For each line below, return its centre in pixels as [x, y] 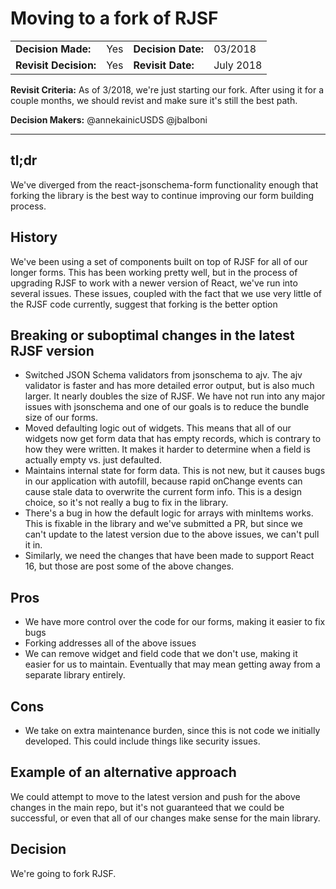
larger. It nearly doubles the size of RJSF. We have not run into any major [175, 396]
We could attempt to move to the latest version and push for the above [155, 796]
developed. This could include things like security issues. [142, 741]
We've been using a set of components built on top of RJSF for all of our [159, 261]
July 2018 [238, 65]
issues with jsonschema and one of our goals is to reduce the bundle [167, 407]
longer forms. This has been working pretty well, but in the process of [154, 272]
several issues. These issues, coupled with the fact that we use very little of [166, 293]
